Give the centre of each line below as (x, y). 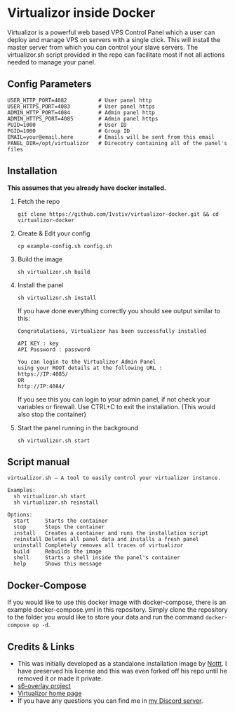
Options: (20, 515)
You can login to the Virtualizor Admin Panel (87, 362)
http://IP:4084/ (41, 386)
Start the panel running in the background (78, 427)
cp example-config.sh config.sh (65, 246)
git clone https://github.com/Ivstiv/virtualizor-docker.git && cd (118, 214)
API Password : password (54, 349)
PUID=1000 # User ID (67, 125)
